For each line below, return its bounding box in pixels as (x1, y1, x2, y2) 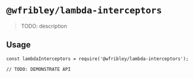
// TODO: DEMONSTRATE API (6, 66, 71, 72)
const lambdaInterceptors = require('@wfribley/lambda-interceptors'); (6, 56, 189, 62)
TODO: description (20, 22, 68, 29)
